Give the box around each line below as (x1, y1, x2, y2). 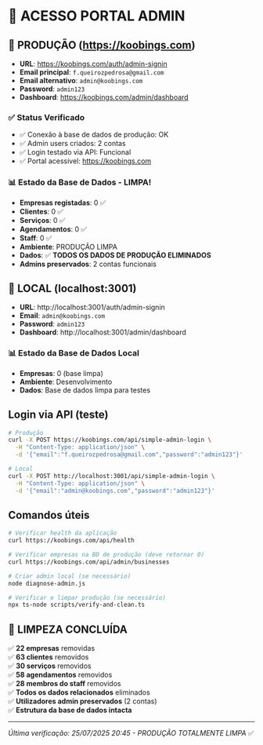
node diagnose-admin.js (8, 579, 86, 587)
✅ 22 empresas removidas (8, 644, 95, 653)
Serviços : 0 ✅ (19, 215, 66, 225)
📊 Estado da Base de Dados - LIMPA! (8, 177, 152, 188)
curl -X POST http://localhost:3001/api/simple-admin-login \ (8, 472, 215, 480)
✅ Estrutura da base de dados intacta (8, 706, 132, 715)
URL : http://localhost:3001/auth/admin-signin (19, 302, 166, 312)
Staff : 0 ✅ (19, 233, 52, 243)
